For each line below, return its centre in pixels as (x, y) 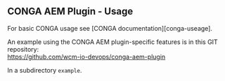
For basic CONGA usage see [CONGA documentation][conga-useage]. (110, 28)
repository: (23, 49)
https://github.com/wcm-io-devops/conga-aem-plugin (86, 57)
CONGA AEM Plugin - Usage (70, 12)
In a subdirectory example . (45, 70)
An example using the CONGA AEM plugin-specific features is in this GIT (112, 42)
